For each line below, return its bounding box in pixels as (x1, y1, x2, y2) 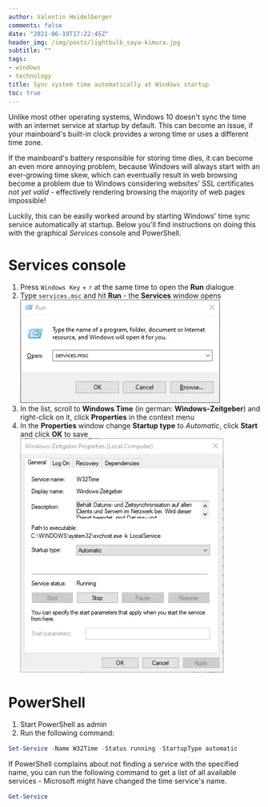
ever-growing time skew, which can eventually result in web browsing (8, 170, 238, 179)
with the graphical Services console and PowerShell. (8, 228, 182, 238)
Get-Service (8, 793, 48, 801)
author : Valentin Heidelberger (8, 13, 113, 21)
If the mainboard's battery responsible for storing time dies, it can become (8, 153, 254, 163)
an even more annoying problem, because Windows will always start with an (8, 161, 260, 171)
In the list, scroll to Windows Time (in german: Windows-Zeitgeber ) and (19, 404, 261, 414)
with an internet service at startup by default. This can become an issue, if (8, 120, 254, 130)
